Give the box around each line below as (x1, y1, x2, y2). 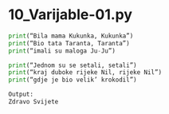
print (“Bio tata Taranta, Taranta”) (8, 39, 130, 47)
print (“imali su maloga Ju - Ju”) (8, 46, 116, 55)
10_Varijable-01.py (8, 6, 133, 24)
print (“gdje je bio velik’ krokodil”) (8, 76, 137, 85)
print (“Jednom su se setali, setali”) (8, 61, 137, 69)
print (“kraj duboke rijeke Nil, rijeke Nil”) (8, 69, 162, 77)
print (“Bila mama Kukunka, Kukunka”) (8, 32, 134, 40)
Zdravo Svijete (8, 98, 59, 106)
